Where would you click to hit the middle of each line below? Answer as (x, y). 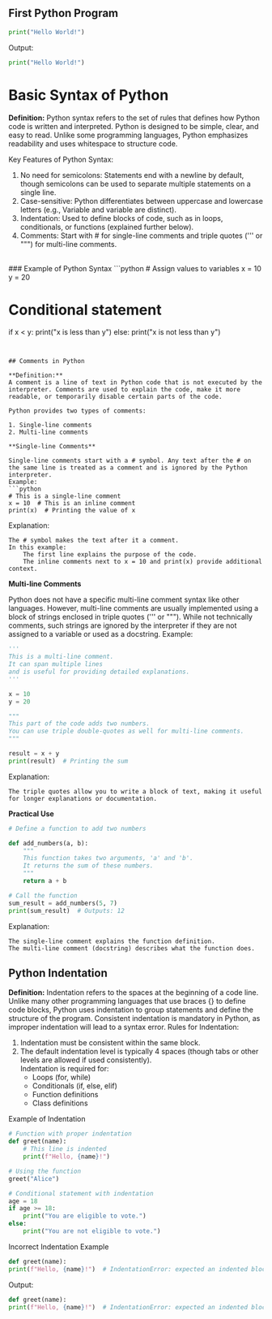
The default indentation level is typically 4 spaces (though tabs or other (139, 1052)
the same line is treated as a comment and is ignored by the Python (128, 468)
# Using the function (45, 1171)
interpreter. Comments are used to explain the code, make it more (125, 390)
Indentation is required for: (64, 1069)
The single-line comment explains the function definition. (112, 941)
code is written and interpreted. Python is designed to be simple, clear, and (134, 126)
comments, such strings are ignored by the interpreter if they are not (123, 625)
